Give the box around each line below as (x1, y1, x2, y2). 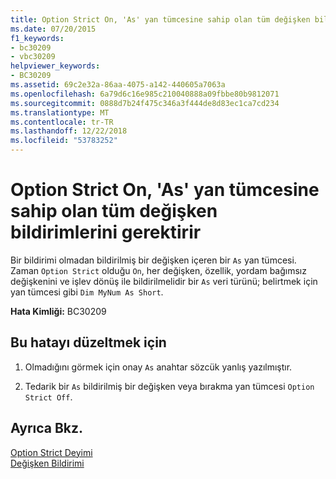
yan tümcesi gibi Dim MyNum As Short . (10, 286, 164, 298)
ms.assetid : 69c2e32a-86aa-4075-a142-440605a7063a (10, 80, 226, 90)
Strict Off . (24, 391, 73, 403)
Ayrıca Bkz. (10, 420, 84, 437)
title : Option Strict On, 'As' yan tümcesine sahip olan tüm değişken (10, 14, 311, 25)
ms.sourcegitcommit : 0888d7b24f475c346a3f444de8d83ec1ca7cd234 (10, 98, 280, 108)
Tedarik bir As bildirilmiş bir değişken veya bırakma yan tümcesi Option (24, 380, 315, 392)
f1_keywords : (10, 33, 65, 43)
